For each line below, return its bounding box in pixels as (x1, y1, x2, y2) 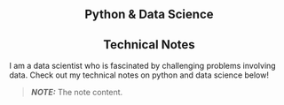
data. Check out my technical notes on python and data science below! (9, 70, 269, 80)
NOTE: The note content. (30, 87, 123, 98)
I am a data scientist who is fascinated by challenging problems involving (9, 61, 277, 71)
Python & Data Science (84, 7, 214, 22)
